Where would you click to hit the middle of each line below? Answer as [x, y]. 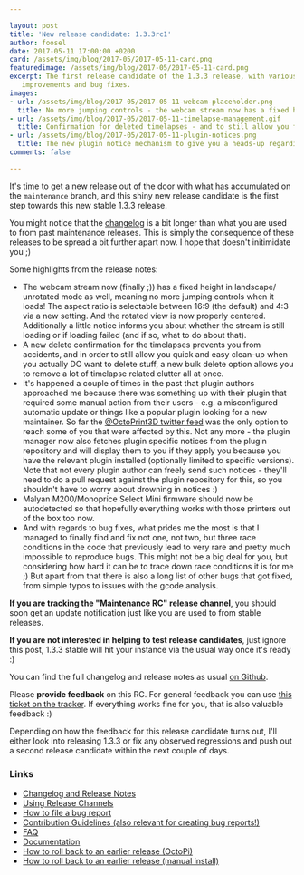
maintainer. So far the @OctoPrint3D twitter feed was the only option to [155, 422]
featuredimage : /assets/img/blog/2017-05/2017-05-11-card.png [129, 68]
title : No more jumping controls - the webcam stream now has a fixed [153, 110]
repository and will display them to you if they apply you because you [152, 451]
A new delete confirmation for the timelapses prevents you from [142, 345]
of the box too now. [58, 518]
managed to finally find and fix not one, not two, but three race [139, 537]
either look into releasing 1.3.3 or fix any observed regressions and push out [151, 741]
